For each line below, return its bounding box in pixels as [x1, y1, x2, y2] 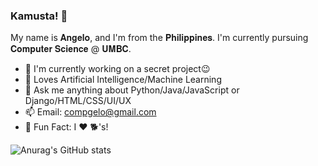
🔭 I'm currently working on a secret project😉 [24, 63, 211, 75]
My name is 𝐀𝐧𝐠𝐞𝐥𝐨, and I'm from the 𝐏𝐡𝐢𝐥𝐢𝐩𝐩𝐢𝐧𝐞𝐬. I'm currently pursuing [10, 32, 309, 44]
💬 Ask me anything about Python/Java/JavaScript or [24, 84, 240, 96]
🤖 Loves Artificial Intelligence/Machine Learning [24, 74, 222, 86]
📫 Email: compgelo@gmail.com [24, 106, 157, 118]
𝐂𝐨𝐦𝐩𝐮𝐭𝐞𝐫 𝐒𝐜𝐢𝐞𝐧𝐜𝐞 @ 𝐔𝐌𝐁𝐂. [10, 43, 132, 55]
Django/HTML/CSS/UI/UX [24, 95, 132, 107]
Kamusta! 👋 [10, 9, 68, 23]
